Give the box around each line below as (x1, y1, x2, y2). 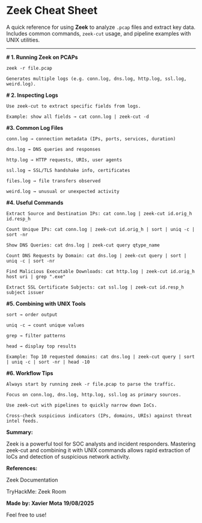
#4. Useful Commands (6, 199, 64, 206)
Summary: (6, 428, 33, 436)
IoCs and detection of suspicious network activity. (6, 453, 130, 460)
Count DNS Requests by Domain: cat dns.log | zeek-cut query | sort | (6, 252, 187, 258)
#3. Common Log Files (6, 124, 64, 131)
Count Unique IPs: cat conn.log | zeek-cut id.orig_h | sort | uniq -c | (6, 226, 195, 232)
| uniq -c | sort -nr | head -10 (6, 359, 90, 365)
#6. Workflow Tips (6, 369, 54, 376)
